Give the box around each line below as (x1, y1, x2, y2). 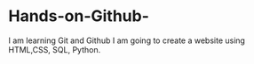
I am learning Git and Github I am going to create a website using (8, 35, 246, 46)
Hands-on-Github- (8, 6, 150, 26)
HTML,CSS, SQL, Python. (8, 44, 101, 54)
